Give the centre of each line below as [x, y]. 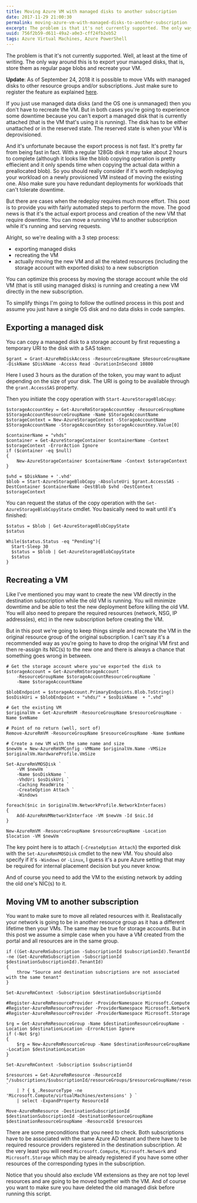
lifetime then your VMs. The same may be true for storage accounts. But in [96, 928]
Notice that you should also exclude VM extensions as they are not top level [98, 1175]
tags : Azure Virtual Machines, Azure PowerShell [67, 39]
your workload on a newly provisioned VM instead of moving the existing [94, 177]
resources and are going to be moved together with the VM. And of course [96, 1181]
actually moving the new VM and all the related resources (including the [101, 261]
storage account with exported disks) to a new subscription [86, 268]
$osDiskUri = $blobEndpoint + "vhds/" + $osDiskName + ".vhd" [85, 697]
